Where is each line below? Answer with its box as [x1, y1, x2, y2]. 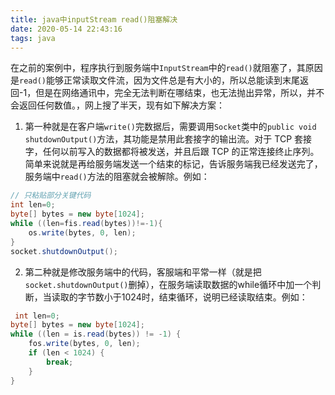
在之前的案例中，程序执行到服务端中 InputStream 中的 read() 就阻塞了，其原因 [10, 62, 323, 74]
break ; [46, 357, 74, 367]
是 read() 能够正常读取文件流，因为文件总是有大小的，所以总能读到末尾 [10, 74, 300, 86]
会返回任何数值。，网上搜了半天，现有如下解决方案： [10, 99, 225, 111]
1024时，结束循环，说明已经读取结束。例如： [121, 291, 308, 303]
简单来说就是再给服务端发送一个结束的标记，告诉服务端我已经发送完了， [24, 158, 323, 170]
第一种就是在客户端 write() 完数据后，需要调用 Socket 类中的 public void [24, 121, 317, 133]
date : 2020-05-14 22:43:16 [10, 24, 123, 34]
